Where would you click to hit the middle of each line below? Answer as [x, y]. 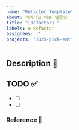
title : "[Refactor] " [33, 23]
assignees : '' [24, 34]
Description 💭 [32, 64]
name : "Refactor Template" [40, 12]
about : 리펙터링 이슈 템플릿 [37, 17]
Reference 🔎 [25, 120]
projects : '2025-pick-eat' [40, 39]
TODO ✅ [22, 84]
